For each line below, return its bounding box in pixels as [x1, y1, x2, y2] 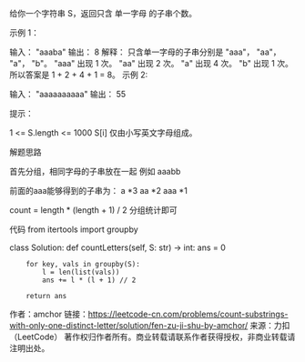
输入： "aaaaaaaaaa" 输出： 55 [9, 89, 127, 99]
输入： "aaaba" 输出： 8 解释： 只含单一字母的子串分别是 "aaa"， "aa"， [9, 46, 281, 57]
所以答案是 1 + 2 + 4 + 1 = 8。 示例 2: [9, 69, 148, 80]
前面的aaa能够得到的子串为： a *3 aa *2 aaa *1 [9, 186, 188, 196]
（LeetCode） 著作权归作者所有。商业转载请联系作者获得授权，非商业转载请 [9, 331, 296, 342]
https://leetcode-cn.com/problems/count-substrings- [87, 308, 289, 319]
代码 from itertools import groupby [9, 224, 138, 235]
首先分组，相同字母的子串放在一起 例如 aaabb [9, 166, 181, 176]
